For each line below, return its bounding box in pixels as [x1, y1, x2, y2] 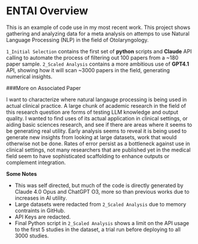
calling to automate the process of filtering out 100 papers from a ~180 [6, 54, 179, 61]
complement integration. [6, 159, 66, 166]
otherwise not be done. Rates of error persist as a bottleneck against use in [6, 140, 190, 147]
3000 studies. [14, 232, 49, 239]
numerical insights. [6, 73, 53, 80]
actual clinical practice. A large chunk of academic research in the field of [6, 102, 186, 109]
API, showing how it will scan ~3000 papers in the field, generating [6, 66, 170, 73]
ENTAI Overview [6, 4, 88, 18]
